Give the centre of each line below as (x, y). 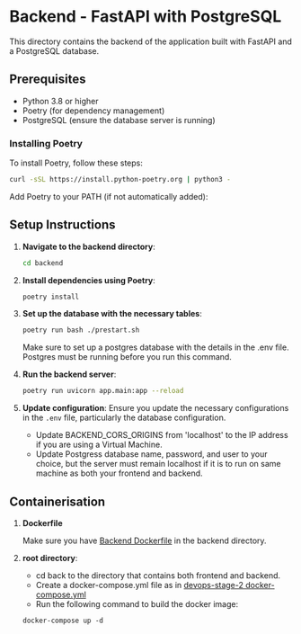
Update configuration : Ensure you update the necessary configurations (155, 408)
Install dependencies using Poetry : (89, 280)
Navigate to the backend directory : (89, 246)
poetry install (51, 297)
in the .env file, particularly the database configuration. (124, 418)
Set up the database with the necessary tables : (112, 314)
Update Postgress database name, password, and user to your (151, 454)
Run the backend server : (69, 374)
